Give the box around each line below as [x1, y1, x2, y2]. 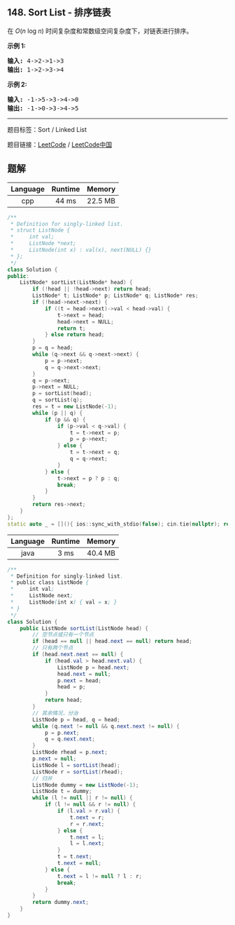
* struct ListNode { [10, 227, 71, 234]
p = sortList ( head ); [32, 390, 92, 397]
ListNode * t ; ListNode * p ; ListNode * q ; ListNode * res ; [32, 292, 199, 300]
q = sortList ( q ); [32, 397, 83, 404]
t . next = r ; [69, 813, 105, 821]
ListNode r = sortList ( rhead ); [32, 768, 124, 776]
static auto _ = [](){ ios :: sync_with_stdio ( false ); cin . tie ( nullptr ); [7, 520, 220, 528]
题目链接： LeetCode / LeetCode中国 [7, 140, 113, 149]
